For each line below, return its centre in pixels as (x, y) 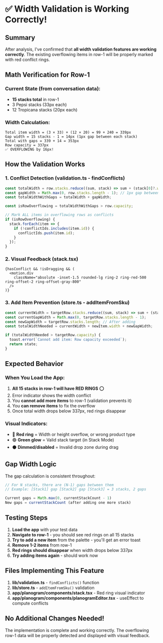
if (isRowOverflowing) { (30, 220)
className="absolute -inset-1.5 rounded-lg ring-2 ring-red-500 (80, 278)
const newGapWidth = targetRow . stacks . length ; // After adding (70, 322)
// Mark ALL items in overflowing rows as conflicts (59, 215)
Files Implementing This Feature (55, 571)
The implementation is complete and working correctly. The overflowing (77, 630)
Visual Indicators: (26, 423)
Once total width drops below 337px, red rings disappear (69, 411)
